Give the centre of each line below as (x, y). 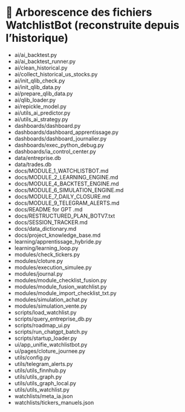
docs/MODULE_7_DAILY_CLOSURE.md (62, 196)
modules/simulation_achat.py (51, 299)
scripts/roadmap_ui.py (42, 325)
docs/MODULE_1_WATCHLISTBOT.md (61, 171)
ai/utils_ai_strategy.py (41, 119)
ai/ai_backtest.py (36, 55)
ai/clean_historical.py (41, 68)
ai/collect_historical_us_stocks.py (56, 74)
